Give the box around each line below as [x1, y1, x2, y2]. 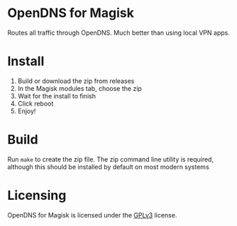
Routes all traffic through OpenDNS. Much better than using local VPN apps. [7, 28, 231, 37]
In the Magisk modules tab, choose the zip [17, 84, 142, 93]
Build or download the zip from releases [17, 77, 135, 85]
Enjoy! [17, 106, 36, 115]
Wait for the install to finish [17, 91, 96, 100]
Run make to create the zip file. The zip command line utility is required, [7, 154, 214, 164]
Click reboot [17, 99, 54, 108]
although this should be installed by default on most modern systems [7, 162, 209, 171]
